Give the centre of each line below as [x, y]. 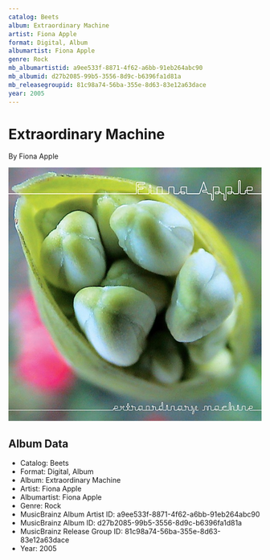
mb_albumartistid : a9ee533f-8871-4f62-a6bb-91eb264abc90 [106, 68]
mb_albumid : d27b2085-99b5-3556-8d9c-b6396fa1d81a [95, 76]
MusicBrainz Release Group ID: [71, 532]
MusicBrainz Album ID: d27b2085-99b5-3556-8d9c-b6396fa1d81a [131, 523]
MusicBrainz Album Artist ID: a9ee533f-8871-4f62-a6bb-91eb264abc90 [140, 514]
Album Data [39, 444]
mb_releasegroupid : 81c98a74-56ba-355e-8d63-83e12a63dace [107, 84]
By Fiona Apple [33, 156]
